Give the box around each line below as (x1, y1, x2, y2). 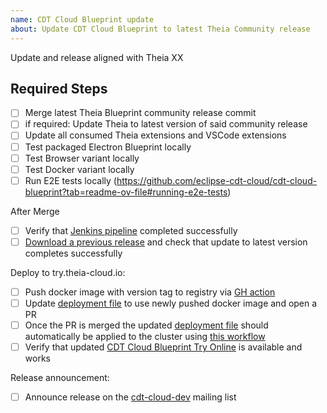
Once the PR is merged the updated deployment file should (24, 319, 269, 331)
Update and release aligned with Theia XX (10, 51, 184, 63)
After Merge (10, 205, 60, 217)
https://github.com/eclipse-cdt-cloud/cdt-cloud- (116, 174, 318, 186)
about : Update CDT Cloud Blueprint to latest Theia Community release (10, 24, 311, 34)
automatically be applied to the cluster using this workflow (24, 331, 266, 343)
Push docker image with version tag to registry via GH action (24, 286, 276, 298)
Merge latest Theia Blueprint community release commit (24, 107, 257, 119)
